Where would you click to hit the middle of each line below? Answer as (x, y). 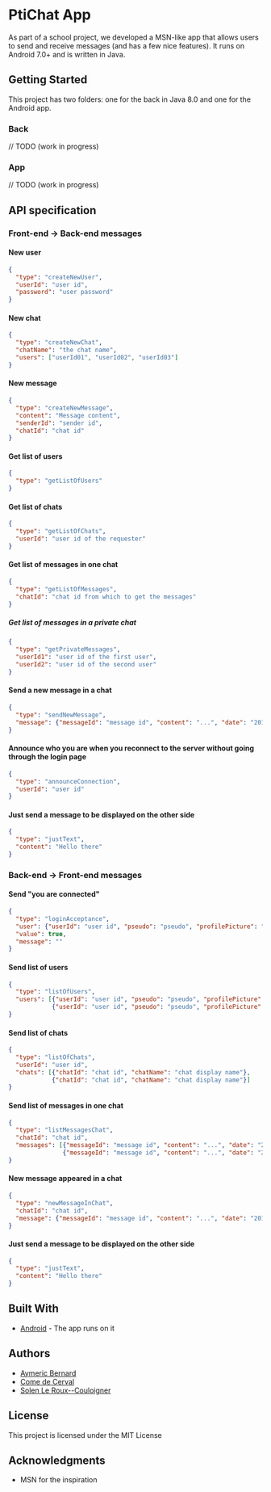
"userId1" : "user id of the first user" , (86, 657)
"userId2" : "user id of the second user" (86, 665)
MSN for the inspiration (59, 1480)
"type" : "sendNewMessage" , (61, 715)
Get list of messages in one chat (63, 565)
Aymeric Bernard (48, 1373)
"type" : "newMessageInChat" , (65, 1203)
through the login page (48, 757)
